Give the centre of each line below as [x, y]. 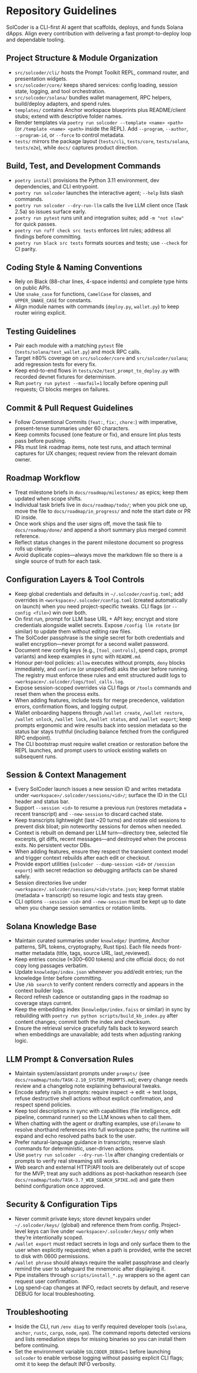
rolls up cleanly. [34, 548]
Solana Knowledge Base [51, 926]
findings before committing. [48, 236]
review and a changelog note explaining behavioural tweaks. [88, 1086]
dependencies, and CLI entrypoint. [56, 186]
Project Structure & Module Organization [82, 58]
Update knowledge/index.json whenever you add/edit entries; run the [98, 972]
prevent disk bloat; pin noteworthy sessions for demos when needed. [98, 827]
